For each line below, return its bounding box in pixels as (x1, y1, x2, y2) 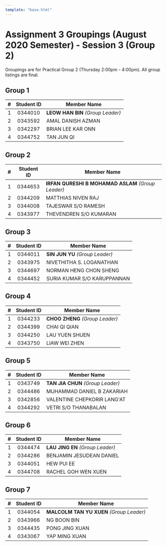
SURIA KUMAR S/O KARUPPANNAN (46, 275, 130, 282)
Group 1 (5, 86, 30, 95)
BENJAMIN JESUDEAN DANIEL (46, 452, 119, 459)
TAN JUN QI (46, 134, 75, 141)
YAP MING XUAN (46, 533, 86, 540)
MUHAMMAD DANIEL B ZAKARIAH (46, 387, 128, 394)
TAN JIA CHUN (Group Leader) (46, 379, 120, 386)
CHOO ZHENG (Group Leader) (46, 315, 118, 322)
